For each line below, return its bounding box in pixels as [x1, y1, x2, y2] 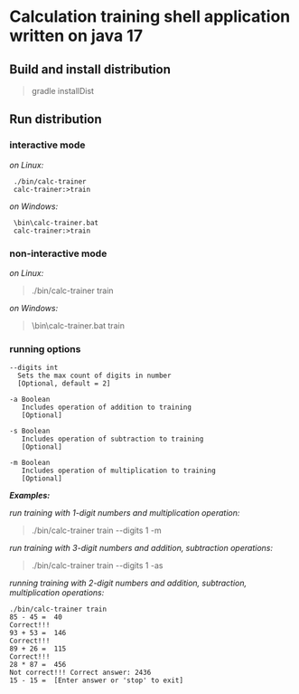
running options [9, 342, 81, 355]
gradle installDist [31, 86, 95, 96]
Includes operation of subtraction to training [21, 434, 204, 444]
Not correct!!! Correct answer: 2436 [9, 668, 152, 678]
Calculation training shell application [9, 6, 291, 27]
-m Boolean [9, 459, 51, 468]
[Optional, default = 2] [17, 379, 111, 388]
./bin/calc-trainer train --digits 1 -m [31, 525, 162, 536]
